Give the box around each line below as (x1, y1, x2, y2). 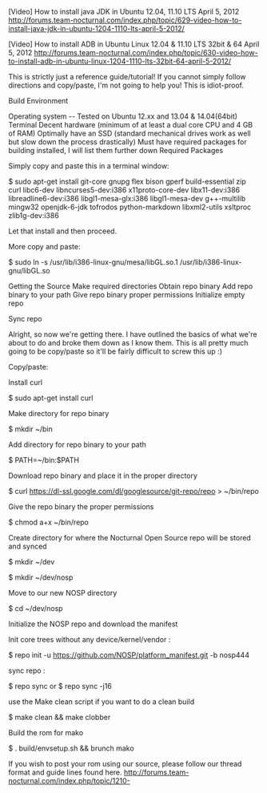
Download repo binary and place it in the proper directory (8, 471, 198, 480)
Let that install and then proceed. (8, 226, 118, 236)
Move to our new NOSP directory (8, 589, 118, 597)
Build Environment (8, 96, 69, 105)
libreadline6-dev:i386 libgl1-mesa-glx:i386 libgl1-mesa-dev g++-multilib (8, 194, 246, 203)
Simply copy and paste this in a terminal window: (8, 161, 169, 171)
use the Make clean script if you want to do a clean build (8, 697, 194, 706)
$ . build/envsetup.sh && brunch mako (8, 743, 134, 753)
